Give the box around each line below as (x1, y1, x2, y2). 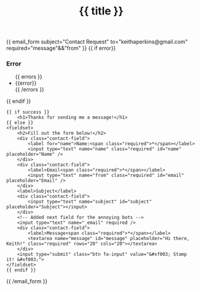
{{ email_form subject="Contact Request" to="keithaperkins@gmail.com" (6, 38, 188, 46)
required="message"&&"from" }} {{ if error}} (6, 45, 116, 52)
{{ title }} (78, 4, 124, 18)
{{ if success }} (6, 110, 50, 116)
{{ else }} (6, 120, 34, 126)
